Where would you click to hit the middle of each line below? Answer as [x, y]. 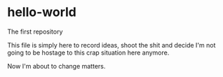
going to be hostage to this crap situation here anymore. [88, 52]
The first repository [35, 31]
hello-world [42, 12]
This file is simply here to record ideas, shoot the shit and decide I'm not [111, 45]
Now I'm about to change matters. [56, 66]
